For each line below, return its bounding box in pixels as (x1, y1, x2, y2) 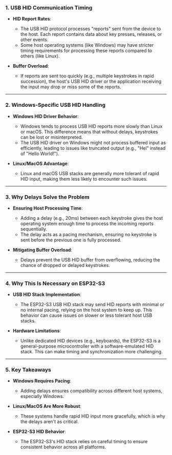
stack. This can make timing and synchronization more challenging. (20, 349, 163, 355)
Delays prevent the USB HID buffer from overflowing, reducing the (20, 256, 160, 263)
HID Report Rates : (12, 16, 52, 22)
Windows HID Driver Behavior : (12, 113, 79, 119)
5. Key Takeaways (5, 366, 51, 373)
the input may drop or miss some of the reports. (20, 84, 121, 90)
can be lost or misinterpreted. (20, 134, 83, 140)
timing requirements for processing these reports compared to (20, 48, 153, 54)
